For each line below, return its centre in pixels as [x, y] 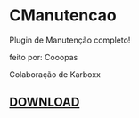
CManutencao [63, 16]
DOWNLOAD [45, 102]
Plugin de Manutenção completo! [70, 40]
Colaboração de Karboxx [55, 74]
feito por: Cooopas [44, 57]
